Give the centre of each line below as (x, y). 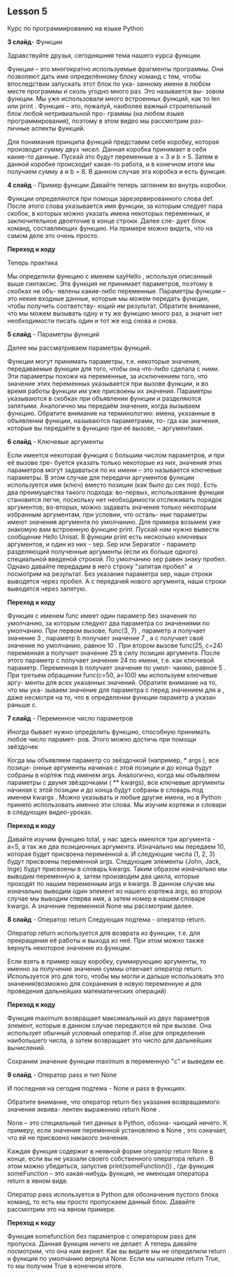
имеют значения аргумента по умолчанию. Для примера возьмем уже (114, 522)
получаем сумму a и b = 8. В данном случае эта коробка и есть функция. (117, 171)
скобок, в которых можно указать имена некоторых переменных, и (109, 213)
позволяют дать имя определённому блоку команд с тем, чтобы (104, 76)
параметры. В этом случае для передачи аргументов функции (101, 477)
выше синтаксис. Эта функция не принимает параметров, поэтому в (110, 283)
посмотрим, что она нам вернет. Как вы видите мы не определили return (117, 1251)
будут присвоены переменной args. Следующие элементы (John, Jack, (114, 861)
